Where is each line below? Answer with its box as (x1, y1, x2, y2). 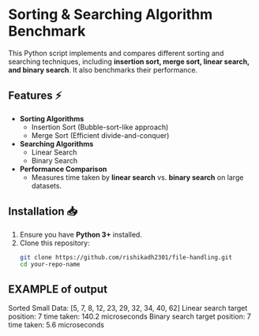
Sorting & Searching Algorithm (8, 6, 213, 24)
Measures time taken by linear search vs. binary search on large (31, 172, 244, 182)
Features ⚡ (8, 89, 62, 103)
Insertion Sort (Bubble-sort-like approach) (31, 122, 169, 132)
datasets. (31, 181, 62, 190)
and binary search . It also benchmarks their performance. (8, 65, 198, 74)
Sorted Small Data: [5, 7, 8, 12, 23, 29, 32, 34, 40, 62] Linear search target (8, 304, 248, 313)
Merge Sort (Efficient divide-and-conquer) (31, 130, 170, 140)
